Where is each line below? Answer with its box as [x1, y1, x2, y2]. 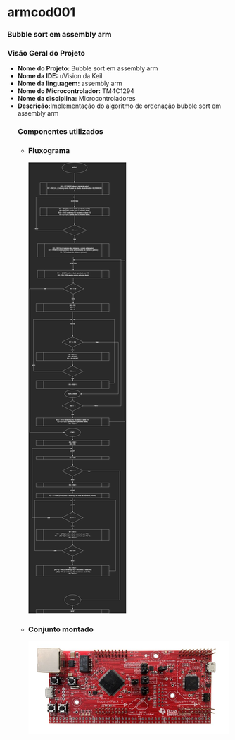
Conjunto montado [27, 624, 94, 634]
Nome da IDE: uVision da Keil [17, 72, 103, 80]
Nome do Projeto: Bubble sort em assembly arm [17, 64, 158, 73]
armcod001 [7, 4, 76, 20]
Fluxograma [27, 146, 70, 156]
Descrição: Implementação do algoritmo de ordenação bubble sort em [17, 101, 222, 110]
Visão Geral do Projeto [7, 49, 86, 58]
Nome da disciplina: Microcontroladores [17, 94, 136, 103]
